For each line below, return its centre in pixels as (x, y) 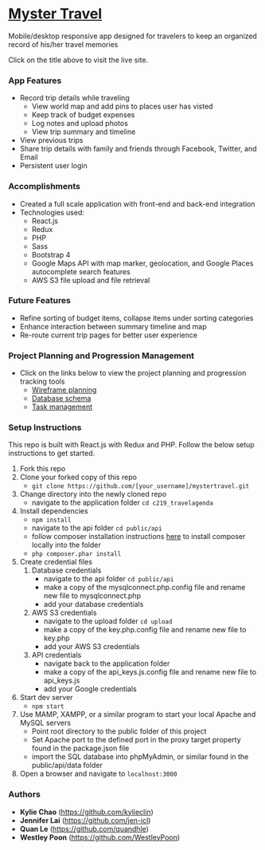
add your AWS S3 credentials (92, 647)
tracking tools (42, 382)
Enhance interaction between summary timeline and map (113, 326)
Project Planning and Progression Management (101, 356)
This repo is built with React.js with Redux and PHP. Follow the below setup (131, 445)
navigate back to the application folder (107, 663)
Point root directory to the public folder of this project (119, 731)
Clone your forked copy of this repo (78, 477)
